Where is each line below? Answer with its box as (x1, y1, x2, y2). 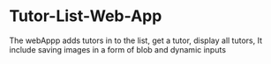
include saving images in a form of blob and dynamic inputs (9, 44, 227, 54)
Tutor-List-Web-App (9, 6, 162, 26)
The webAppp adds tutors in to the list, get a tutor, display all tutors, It (9, 35, 263, 46)
